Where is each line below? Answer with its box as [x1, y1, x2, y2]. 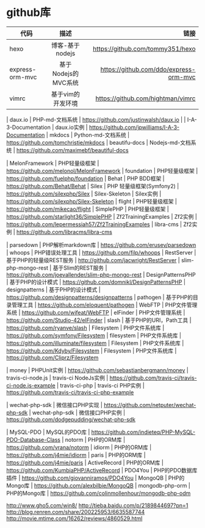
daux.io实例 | [55, 123, 88, 131]
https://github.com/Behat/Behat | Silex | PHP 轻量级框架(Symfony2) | [6, 182, 179, 189]
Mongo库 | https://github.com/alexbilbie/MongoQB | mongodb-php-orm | [6, 482, 190, 489]
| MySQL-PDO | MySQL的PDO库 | [6, 428, 90, 436]
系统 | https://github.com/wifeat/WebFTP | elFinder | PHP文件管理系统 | [6, 309, 185, 316]
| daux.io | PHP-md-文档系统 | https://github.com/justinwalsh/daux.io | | [6, 116, 186, 123]
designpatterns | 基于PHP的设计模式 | [6, 285, 101, 293]
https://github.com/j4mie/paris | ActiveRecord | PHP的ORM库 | [6, 459, 164, 466]
